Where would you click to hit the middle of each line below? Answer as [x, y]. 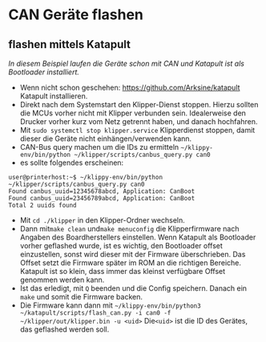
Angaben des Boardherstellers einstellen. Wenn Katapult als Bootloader [138, 237]
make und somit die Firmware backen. [81, 297]
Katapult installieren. [54, 96]
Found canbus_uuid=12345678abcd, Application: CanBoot [102, 191]
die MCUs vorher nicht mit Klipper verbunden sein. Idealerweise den [133, 113]
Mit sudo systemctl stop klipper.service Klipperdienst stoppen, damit [137, 130]
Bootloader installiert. [44, 72]
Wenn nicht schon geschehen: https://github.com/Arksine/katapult [130, 87]
